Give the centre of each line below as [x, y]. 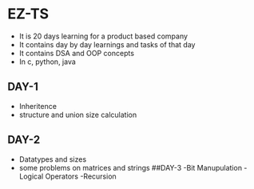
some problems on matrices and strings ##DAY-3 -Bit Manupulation [131, 167]
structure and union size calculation [78, 115]
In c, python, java [48, 62]
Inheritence [38, 106]
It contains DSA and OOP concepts [77, 53]
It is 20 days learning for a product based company [103, 36]
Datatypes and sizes [53, 159]
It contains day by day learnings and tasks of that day [107, 44]
